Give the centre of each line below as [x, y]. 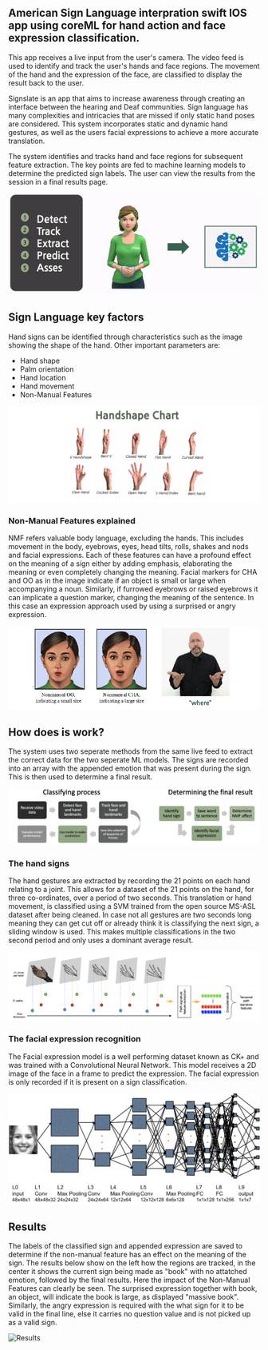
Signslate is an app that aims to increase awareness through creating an [127, 98]
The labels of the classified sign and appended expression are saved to [126, 1246]
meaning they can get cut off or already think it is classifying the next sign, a [134, 923]
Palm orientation [47, 369]
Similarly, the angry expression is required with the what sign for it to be [126, 1305]
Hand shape [40, 360]
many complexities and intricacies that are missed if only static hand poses [132, 115]
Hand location [43, 377]
